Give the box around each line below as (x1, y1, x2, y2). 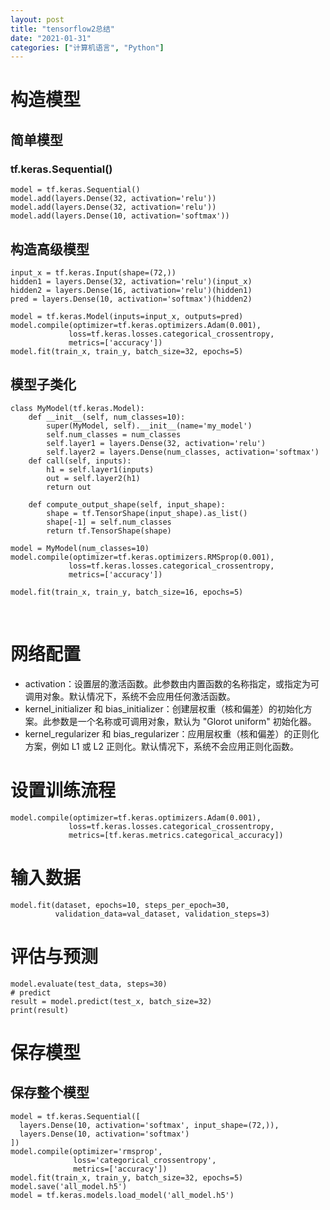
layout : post (10, 14, 65, 25)
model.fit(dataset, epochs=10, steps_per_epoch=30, (10, 900, 230, 910)
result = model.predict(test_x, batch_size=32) (10, 996, 213, 1006)
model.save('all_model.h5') (10, 1181, 128, 1191)
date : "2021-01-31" (10, 33, 92, 43)
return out (46, 482, 92, 492)
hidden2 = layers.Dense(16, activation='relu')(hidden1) (10, 285, 253, 295)
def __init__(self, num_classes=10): (28, 412, 186, 422)
